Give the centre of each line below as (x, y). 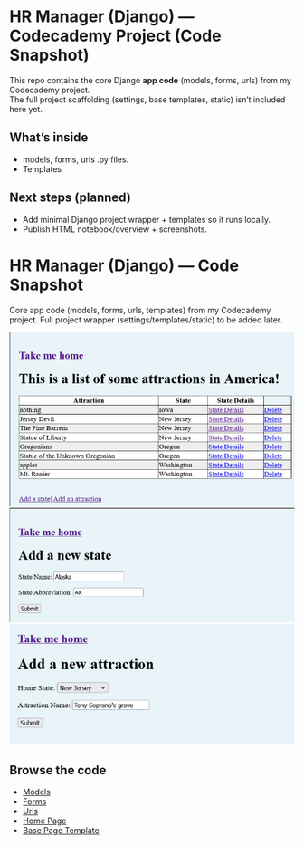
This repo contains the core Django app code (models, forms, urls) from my (151, 80)
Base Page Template (61, 830)
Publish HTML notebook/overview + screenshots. (115, 229)
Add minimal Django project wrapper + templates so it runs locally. (147, 219)
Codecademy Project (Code (115, 36)
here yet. (26, 109)
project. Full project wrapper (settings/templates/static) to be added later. (146, 320)
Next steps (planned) (70, 198)
